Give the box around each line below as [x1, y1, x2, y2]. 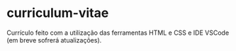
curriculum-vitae [6, 5, 109, 21]
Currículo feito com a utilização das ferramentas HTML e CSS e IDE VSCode [6, 28, 230, 37]
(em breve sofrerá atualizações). [6, 35, 102, 44]
